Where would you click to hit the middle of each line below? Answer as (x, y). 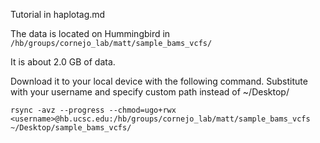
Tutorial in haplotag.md (58, 14)
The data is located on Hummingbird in (90, 33)
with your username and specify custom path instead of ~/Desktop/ (150, 92)
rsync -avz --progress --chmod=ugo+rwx (93, 110)
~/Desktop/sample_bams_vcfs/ (71, 128)
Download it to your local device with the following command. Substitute (159, 81)
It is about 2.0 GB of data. (63, 62)
